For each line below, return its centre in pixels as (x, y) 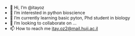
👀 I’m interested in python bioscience (47, 13)
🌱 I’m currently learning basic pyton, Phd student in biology (70, 18)
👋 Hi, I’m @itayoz (27, 8)
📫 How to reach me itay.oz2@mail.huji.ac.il (54, 28)
